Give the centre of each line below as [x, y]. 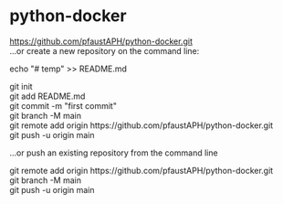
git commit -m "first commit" [63, 105]
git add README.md [47, 96]
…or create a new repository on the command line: [105, 50]
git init [21, 86]
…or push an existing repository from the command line [114, 153]
